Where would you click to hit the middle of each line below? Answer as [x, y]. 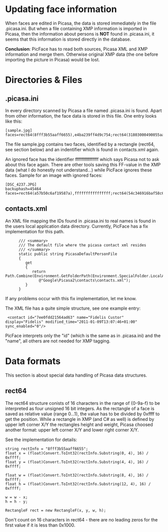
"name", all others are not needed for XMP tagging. [58, 341]
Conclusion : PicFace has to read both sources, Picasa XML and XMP [76, 49]
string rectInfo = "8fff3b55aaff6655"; [47, 449]
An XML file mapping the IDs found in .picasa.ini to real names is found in [80, 221]
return [39, 272]
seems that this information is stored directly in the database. [68, 39]
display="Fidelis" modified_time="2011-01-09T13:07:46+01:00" [71, 322]
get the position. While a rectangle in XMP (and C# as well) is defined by [80, 419]
